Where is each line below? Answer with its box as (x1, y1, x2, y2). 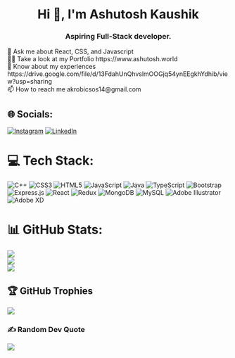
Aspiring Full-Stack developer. (65, 32, 172, 41)
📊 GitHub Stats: (7, 222, 103, 238)
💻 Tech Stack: (7, 153, 94, 169)
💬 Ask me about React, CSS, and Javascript (7, 47, 134, 56)
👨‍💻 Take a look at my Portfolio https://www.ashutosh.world (7, 55, 178, 63)
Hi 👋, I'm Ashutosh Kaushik (37, 6, 199, 23)
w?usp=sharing (7, 77, 53, 86)
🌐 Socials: (7, 108, 53, 120)
